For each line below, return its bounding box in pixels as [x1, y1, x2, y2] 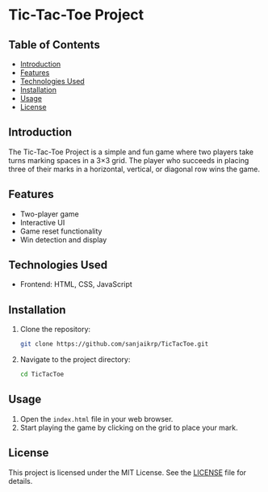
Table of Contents [8, 38, 101, 52]
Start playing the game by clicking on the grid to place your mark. [19, 423, 238, 432]
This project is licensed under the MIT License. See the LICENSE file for [8, 467, 247, 477]
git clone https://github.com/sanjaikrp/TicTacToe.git [19, 340, 209, 348]
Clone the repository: [19, 325, 91, 334]
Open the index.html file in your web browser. [19, 414, 174, 423]
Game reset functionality [19, 226, 103, 236]
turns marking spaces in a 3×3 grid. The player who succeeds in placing [8, 155, 249, 165]
